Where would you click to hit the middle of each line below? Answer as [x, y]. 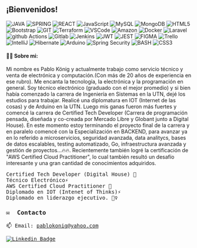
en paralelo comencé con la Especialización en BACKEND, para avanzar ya [97, 132]
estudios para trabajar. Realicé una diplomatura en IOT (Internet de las [91, 100]
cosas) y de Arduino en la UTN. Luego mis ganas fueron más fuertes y [91, 107]
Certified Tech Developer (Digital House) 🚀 [71, 175]
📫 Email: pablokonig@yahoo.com [52, 226]
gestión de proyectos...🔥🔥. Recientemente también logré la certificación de [97, 150]
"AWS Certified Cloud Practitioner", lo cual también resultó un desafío [90, 157]
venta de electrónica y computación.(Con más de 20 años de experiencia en [99, 75]
